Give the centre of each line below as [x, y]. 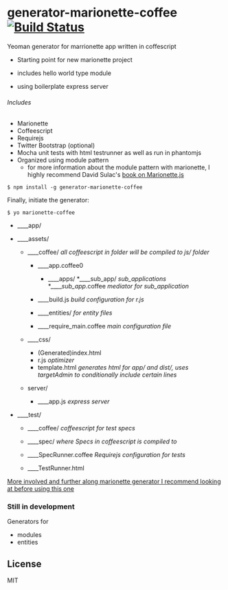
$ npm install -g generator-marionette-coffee [75, 187]
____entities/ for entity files [75, 313]
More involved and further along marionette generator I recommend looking [114, 482]
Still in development [41, 507]
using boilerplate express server [62, 86]
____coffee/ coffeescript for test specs [81, 428]
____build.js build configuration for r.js [91, 299]
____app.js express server [73, 401]
